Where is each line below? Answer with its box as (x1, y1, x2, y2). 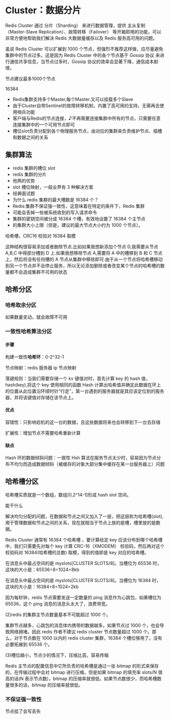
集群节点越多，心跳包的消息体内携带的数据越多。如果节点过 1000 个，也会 (5, 622, 160, 628)
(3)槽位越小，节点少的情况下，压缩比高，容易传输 (5, 652, 109, 658)
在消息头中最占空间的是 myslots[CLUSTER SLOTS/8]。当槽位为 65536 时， (5, 560, 162, 566)
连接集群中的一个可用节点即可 (12, 121, 75, 127)
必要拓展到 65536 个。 (5, 641, 53, 647)
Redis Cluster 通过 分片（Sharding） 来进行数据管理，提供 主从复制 (5, 22, 146, 28)
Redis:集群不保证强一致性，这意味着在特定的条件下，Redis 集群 (12, 203, 145, 209)
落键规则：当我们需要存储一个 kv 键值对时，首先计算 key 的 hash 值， (5, 375, 151, 381)
